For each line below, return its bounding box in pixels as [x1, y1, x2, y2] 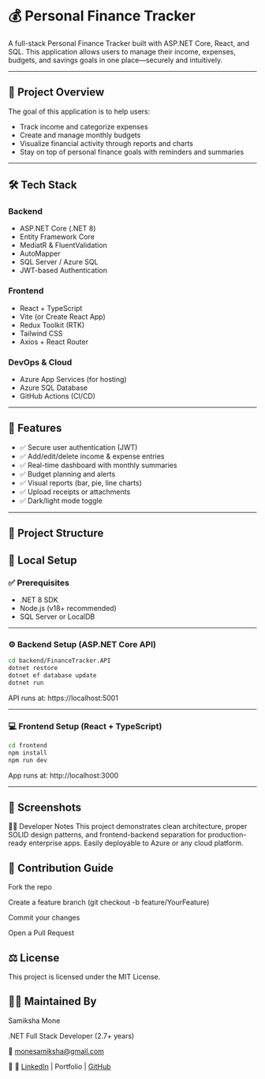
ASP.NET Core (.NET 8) [19, 223, 96, 234]
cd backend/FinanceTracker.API [8, 657, 111, 665]
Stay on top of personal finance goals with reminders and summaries [19, 147, 244, 156]
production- [207, 830, 247, 840]
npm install [8, 748, 47, 757]
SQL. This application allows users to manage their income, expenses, [8, 47, 237, 56]
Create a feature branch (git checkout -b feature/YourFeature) [8, 897, 210, 907]
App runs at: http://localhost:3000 [8, 770, 119, 780]
